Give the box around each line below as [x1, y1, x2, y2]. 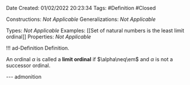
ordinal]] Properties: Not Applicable [6, 33, 92, 40]
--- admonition [6, 73, 42, 80]
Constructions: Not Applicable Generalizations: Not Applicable [6, 16, 156, 23]
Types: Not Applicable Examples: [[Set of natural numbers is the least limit [6, 27, 185, 34]
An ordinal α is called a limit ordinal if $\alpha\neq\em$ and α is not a [6, 56, 173, 62]
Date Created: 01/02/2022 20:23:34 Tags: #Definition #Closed [6, 5, 156, 11]
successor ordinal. [6, 62, 51, 69]
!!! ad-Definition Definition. [6, 45, 70, 51]
